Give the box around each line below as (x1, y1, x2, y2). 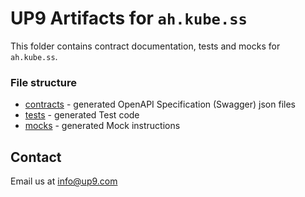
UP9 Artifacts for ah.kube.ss (10, 7, 248, 30)
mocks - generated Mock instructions (24, 120, 181, 132)
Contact (10, 148, 62, 166)
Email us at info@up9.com (10, 175, 118, 187)
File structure (10, 75, 77, 89)
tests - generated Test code (24, 109, 140, 121)
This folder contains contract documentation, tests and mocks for (10, 40, 281, 52)
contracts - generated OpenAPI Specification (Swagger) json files (24, 98, 296, 111)
